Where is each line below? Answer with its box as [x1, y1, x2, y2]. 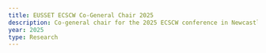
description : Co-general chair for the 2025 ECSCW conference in [8, 19, 228, 26]
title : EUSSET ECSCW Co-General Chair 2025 [8, 11, 154, 19]
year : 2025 [8, 26, 44, 34]
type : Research [8, 33, 59, 41]
